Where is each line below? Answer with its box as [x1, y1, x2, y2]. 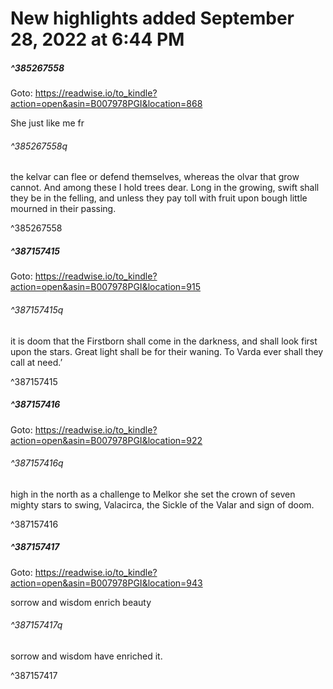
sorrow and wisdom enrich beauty [10, 596, 152, 608]
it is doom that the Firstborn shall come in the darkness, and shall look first [10, 335, 318, 347]
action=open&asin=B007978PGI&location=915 [10, 281, 202, 293]
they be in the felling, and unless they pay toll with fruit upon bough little [10, 192, 308, 204]
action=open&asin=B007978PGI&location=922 [10, 434, 203, 446]
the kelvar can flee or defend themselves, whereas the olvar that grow [10, 171, 300, 183]
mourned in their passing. [10, 203, 117, 215]
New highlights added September [10, 7, 295, 30]
